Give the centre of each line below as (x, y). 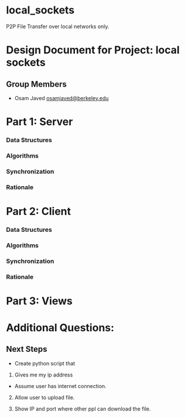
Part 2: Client (39, 211)
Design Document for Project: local (93, 50)
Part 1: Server (40, 122)
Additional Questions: (60, 328)
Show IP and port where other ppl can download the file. (83, 409)
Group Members (37, 84)
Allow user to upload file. (44, 397)
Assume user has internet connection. (60, 386)
